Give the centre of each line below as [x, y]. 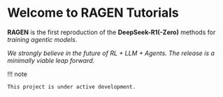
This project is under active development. [72, 87]
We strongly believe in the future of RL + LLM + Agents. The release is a [111, 53]
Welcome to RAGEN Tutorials [93, 13]
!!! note [17, 74]
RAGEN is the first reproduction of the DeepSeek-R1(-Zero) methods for [111, 32]
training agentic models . [42, 39]
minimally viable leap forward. [51, 60]
